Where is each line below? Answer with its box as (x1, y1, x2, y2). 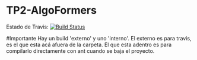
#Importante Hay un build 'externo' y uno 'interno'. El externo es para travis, (6, 34, 192, 42)
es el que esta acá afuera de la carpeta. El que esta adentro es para (6, 41, 172, 48)
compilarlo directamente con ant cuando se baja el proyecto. (6, 47, 155, 54)
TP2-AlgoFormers (6, 4, 97, 17)
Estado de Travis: (6, 23, 49, 30)
